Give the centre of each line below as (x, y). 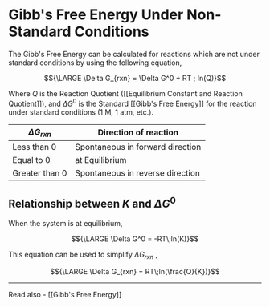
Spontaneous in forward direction (138, 147)
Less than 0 (35, 147)
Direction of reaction (138, 132)
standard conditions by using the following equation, (95, 63)
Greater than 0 (40, 172)
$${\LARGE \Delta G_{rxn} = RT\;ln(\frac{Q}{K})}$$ (135, 272)
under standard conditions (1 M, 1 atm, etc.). (81, 112)
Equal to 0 (31, 160)
